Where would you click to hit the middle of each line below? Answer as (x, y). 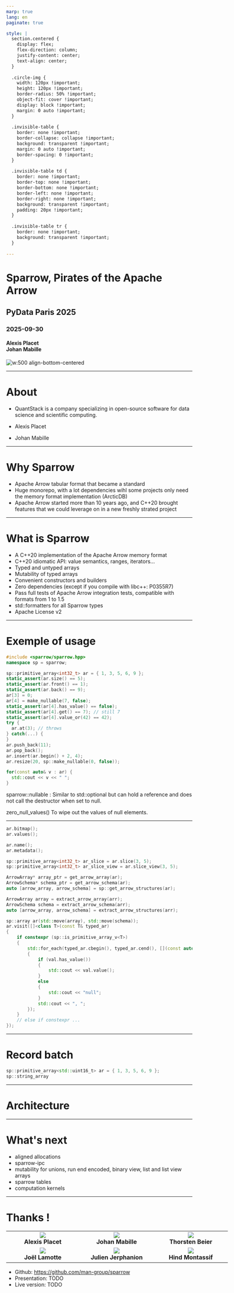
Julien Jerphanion (117, 1257)
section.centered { (35, 39)
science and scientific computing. (56, 415)
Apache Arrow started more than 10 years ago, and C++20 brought (96, 502)
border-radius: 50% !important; (56, 94)
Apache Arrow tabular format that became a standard (80, 483)
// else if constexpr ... (49, 1020)
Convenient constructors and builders (61, 580)
